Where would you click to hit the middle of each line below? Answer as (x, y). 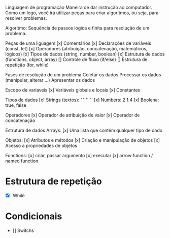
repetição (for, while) (27, 65)
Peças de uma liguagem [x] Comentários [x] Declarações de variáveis (78, 43)
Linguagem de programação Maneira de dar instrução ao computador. (79, 7)
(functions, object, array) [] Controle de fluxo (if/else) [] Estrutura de (76, 59)
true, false (16, 105)
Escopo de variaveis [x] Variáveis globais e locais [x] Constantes (73, 90)
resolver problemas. (26, 18)
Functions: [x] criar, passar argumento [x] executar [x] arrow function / (79, 155)
